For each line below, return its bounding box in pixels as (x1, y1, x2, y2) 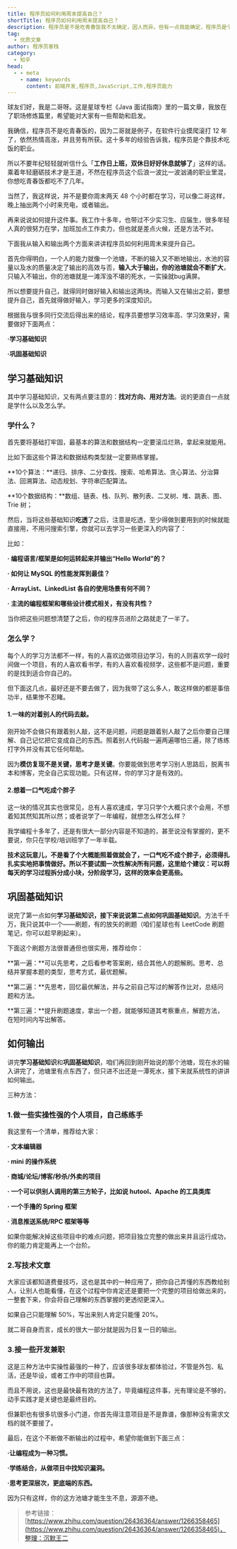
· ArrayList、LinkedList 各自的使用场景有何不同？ (7, 584, 152, 593)
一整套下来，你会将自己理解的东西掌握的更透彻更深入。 (7, 1296, 168, 1304)
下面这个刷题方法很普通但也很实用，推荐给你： (7, 944, 143, 952)
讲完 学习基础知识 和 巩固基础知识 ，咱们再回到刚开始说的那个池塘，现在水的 (7, 1058, 224, 1066)
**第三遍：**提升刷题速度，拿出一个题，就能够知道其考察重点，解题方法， (7, 1006, 224, 1015)
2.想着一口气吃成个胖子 (7, 786, 75, 795)
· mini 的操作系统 (7, 1157, 56, 1165)
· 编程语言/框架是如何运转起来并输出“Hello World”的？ (7, 555, 166, 563)
